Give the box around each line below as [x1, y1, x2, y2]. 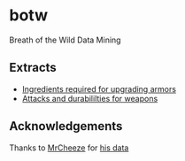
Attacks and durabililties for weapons [21, 93, 158, 103]
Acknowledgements [9, 119, 123, 134]
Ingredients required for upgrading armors [21, 83, 177, 94]
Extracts [9, 60, 58, 75]
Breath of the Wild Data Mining [9, 34, 121, 45]
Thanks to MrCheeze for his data [9, 142, 129, 153]
